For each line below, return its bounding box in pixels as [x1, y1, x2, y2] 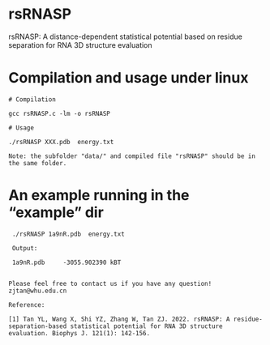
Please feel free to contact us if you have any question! [8, 279, 212, 287]
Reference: [8, 300, 45, 309]
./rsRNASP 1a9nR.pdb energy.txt [11, 230, 126, 238]
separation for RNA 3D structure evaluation [8, 40, 152, 49]
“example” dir [8, 203, 104, 222]
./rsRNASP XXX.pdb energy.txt [8, 138, 114, 146]
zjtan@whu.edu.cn [8, 287, 67, 295]
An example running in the [8, 186, 190, 205]
